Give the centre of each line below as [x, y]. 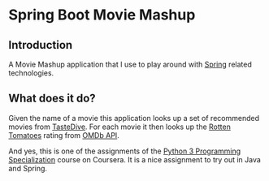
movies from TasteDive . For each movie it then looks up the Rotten [120, 127]
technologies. [31, 73]
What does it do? [52, 99]
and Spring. [28, 168]
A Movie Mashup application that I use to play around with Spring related [130, 64]
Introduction [41, 45]
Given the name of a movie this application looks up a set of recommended [134, 118]
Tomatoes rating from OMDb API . [64, 135]
